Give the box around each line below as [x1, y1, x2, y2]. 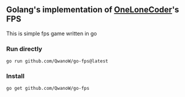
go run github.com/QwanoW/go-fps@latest [6, 58, 109, 64]
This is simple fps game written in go [6, 30, 97, 37]
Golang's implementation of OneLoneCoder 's [6, 5, 180, 15]
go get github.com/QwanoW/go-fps [6, 86, 90, 92]
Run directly [6, 45, 43, 53]
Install [6, 72, 25, 80]
